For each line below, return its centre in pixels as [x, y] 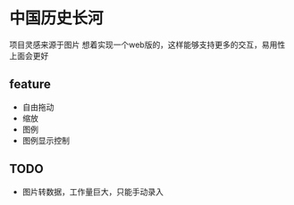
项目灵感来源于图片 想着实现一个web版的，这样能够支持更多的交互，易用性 [147, 45]
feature [30, 84]
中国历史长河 [57, 18]
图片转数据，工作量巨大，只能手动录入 [92, 192]
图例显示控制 [46, 140]
